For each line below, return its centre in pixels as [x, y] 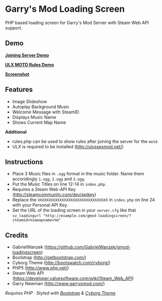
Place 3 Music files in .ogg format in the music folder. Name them [78, 174]
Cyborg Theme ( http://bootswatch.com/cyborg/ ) [61, 263]
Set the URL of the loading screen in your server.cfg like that [74, 210]
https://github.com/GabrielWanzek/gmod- [88, 247]
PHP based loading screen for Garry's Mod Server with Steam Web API [77, 23]
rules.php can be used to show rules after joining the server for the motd [85, 141]
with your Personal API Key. [40, 205]
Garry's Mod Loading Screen [65, 9]
